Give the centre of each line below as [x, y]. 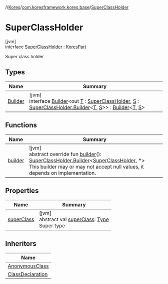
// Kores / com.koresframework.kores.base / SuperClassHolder [67, 7]
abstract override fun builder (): [65, 154]
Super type [52, 226]
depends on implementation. [63, 173]
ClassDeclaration [28, 274]
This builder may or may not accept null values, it [86, 167]
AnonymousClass [28, 266]
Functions [21, 125]
